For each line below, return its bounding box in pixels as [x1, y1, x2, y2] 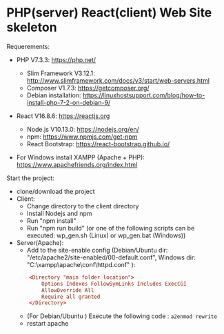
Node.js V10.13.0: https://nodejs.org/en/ [26, 125, 139, 133]
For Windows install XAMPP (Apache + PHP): [16, 153, 145, 161]
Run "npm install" [26, 216, 77, 225]
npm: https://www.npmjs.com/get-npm [26, 132, 138, 141]
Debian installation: [26, 91, 81, 99]
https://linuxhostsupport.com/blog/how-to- [82, 91, 205, 99]
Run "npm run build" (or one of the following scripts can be [26, 224, 195, 232]
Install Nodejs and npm [26, 209, 92, 217]
